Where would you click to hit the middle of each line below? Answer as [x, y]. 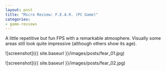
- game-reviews [21, 24]
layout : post [19, 10]
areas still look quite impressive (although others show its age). [71, 44]
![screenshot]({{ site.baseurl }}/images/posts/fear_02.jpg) [65, 63]
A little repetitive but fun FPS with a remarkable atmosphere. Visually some [83, 38]
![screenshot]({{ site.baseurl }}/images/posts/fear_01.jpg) [65, 53]
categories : [18, 19]
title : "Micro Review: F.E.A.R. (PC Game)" [52, 15]
